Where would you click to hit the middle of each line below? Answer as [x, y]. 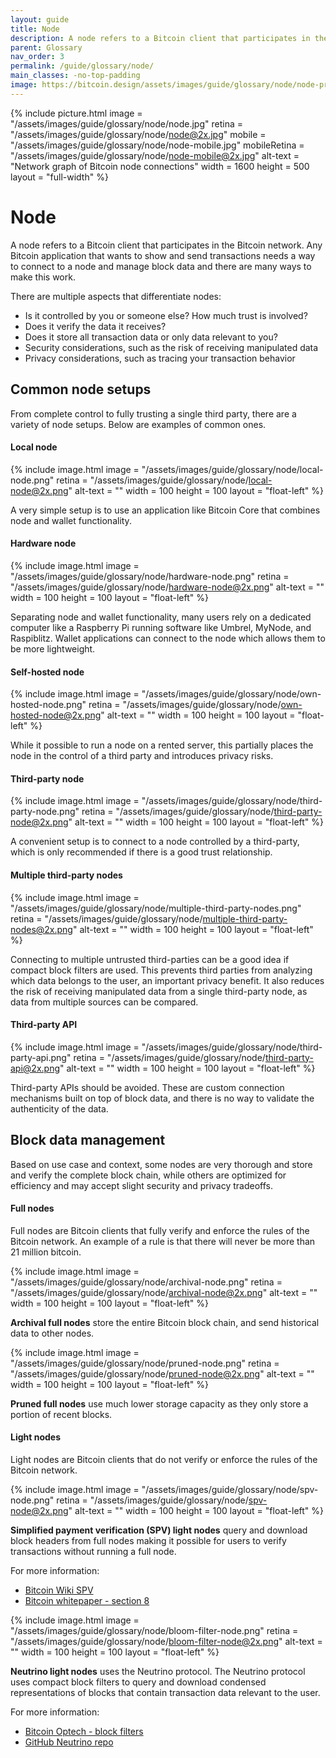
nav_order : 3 [37, 57]
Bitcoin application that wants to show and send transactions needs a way [163, 255]
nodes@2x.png [41, 929]
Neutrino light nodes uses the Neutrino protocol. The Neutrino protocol [158, 1671]
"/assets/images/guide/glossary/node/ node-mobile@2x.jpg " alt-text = [155, 155]
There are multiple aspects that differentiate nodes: [116, 296]
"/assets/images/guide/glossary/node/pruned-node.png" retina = [145, 1363]
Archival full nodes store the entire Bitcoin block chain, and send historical [165, 1322]
